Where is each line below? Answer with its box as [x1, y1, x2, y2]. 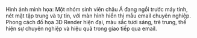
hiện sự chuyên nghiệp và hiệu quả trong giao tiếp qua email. [5, 25, 157, 32]
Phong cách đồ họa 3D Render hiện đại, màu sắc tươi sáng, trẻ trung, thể [5, 19, 187, 25]
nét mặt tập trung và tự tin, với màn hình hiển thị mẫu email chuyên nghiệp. [5, 12, 191, 19]
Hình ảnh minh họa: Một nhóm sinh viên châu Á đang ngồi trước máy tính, [5, 6, 188, 13]
